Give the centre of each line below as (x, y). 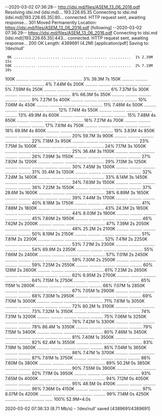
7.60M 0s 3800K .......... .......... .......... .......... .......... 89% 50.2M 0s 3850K (78, 363)
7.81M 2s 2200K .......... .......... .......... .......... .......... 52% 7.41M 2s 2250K (76, 239)
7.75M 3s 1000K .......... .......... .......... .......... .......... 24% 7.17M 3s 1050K (76, 146)
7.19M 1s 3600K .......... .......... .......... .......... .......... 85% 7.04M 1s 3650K (76, 347)
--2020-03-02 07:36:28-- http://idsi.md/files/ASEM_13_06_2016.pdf (73, 7)
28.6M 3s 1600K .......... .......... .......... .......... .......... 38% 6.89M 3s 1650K (77, 192)
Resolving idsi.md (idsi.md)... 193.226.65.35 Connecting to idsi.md (71, 12)
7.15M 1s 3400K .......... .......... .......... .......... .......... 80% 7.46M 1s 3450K (76, 332)
